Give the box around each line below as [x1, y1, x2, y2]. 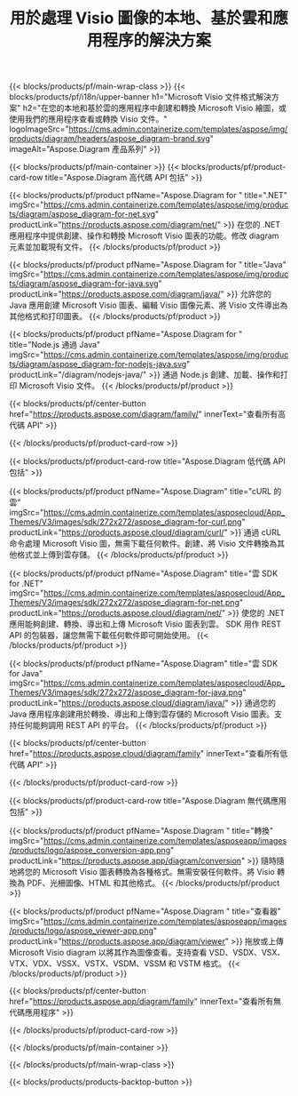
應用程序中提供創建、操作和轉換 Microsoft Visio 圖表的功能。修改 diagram [9, 230, 279, 241]
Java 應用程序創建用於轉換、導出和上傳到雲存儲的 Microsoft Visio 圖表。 [9, 708, 275, 720]
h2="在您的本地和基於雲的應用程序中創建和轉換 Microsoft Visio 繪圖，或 [22, 103, 286, 114]
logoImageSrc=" [9, 124, 69, 134]
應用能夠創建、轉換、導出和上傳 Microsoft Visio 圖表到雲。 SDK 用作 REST [9, 619, 282, 629]
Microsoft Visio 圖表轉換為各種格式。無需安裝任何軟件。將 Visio [42, 867, 275, 877]
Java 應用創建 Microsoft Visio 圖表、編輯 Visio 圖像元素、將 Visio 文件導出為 [9, 300, 288, 311]
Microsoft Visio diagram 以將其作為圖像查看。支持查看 [9, 948, 208, 958]
